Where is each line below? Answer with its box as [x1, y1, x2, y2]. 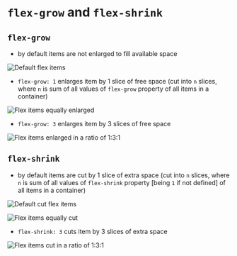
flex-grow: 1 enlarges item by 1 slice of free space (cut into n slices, [17, 77, 217, 85]
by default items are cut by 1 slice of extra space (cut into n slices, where [17, 171, 230, 179]
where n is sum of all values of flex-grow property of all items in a [17, 84, 209, 93]
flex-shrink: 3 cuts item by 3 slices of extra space [17, 227, 168, 235]
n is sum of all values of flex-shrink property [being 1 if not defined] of [17, 178, 226, 187]
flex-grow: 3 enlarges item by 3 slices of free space [17, 120, 171, 128]
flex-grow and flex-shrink [7, 4, 163, 21]
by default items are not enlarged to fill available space [17, 50, 178, 57]
